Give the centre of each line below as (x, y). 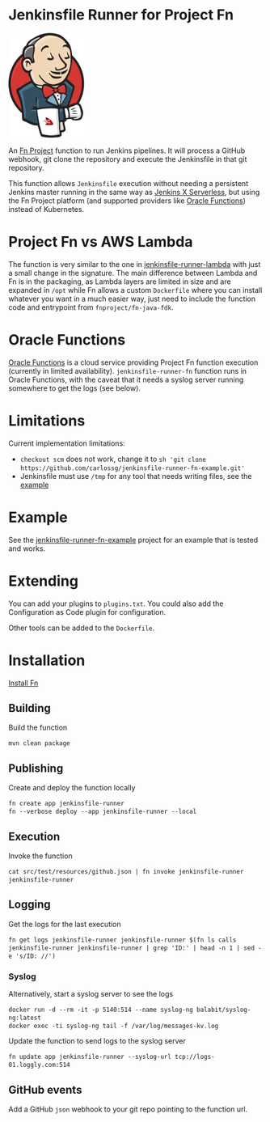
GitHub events (45, 1090)
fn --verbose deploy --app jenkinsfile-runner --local (103, 812)
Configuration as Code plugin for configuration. (87, 612)
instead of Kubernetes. (46, 209)
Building (30, 708)
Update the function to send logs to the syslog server (97, 1041)
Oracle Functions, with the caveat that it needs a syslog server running (126, 379)
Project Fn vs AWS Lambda (101, 242)
